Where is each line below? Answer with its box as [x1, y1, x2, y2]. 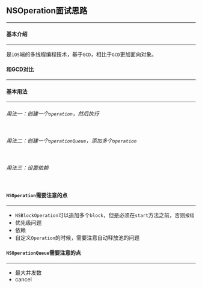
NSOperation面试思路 [6, 5, 88, 16]
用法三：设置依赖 [6, 164, 49, 171]
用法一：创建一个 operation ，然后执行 [6, 110, 99, 117]
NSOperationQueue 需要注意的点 [6, 249, 81, 256]
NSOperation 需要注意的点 [6, 191, 68, 198]
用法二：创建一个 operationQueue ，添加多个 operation [6, 137, 137, 144]
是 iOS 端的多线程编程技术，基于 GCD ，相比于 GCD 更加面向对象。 [6, 51, 158, 58]
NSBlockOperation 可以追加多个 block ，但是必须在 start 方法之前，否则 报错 [14, 212, 194, 219]
